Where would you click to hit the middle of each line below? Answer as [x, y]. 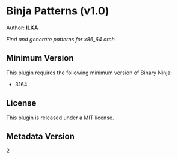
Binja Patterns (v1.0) [58, 11]
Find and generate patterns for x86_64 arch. [61, 39]
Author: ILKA [22, 28]
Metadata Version [41, 136]
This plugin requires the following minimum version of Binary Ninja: [89, 73]
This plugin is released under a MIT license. [60, 118]
